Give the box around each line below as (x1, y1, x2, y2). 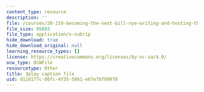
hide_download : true (6, 37, 59, 43)
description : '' (6, 15, 47, 21)
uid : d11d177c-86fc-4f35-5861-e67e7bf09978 (6, 76, 118, 82)
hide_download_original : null (6, 43, 83, 49)
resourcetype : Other (6, 65, 59, 71)
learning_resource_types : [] (6, 48, 80, 54)
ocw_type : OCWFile (6, 59, 53, 65)
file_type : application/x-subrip (6, 31, 91, 38)
